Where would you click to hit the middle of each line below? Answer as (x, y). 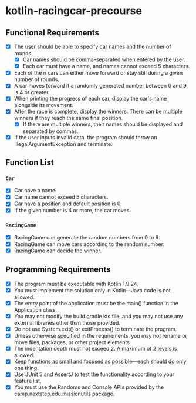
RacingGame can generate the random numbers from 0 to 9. (87, 237)
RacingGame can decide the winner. (58, 251)
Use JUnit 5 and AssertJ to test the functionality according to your (94, 374)
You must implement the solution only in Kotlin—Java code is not (92, 290)
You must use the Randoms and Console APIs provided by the (89, 387)
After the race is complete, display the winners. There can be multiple (98, 111)
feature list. (28, 381)
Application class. (36, 309)
